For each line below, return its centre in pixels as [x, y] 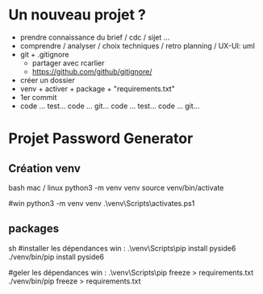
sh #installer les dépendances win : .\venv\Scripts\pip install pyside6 [122, 248]
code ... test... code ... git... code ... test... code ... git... [110, 106]
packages [33, 229]
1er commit [38, 97]
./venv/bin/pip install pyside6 [56, 257]
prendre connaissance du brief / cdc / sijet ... [95, 37]
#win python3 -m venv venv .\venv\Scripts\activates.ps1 [102, 203]
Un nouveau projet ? [77, 15]
